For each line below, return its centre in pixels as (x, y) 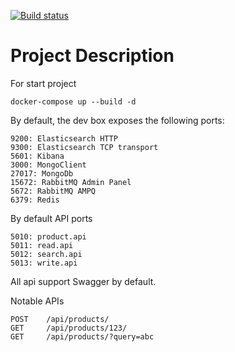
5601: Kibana (37, 156)
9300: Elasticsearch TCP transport (84, 147)
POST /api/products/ (60, 319)
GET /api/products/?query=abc (82, 336)
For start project (43, 83)
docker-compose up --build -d (73, 101)
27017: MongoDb (42, 173)
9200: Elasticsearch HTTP (64, 138)
